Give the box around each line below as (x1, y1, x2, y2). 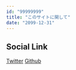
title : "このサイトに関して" (6, 14, 71, 20)
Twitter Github (6, 58, 41, 65)
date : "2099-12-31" (6, 20, 55, 26)
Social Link (6, 42, 48, 52)
